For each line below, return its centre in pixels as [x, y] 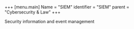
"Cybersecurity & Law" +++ [33, 12]
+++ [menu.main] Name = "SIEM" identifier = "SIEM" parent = [67, 7]
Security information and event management [50, 22]
